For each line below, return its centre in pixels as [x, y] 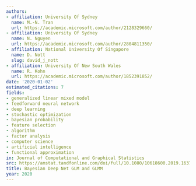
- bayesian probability [35, 120]
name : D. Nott [28, 55]
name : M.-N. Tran [32, 22]
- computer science [30, 141]
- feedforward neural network [43, 103]
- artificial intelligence [39, 147]
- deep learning [26, 109]
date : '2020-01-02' [30, 82]
